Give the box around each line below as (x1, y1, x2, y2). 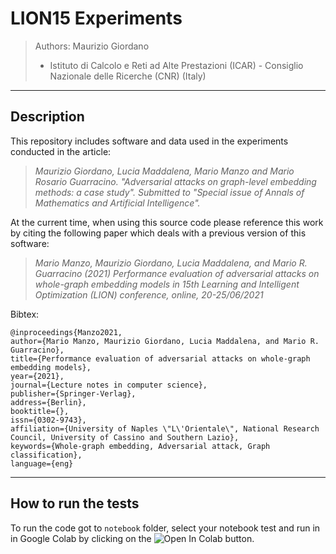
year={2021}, (10, 371, 65, 381)
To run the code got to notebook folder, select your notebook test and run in (10, 522, 321, 534)
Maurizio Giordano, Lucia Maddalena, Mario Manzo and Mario (34, 165, 295, 177)
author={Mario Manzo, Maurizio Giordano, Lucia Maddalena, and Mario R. (10, 336, 320, 346)
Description (10, 108, 85, 126)
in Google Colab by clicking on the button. (10, 532, 255, 544)
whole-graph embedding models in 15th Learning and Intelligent (34, 278, 300, 290)
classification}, (10, 450, 83, 460)
